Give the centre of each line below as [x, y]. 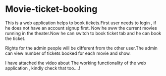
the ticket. [15, 38]
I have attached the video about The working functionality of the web [76, 63]
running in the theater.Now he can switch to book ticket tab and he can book [83, 33]
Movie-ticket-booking [51, 9]
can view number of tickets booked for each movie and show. [68, 53]
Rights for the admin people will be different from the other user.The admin [81, 48]
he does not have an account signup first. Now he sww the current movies [81, 28]
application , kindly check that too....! [43, 68]
